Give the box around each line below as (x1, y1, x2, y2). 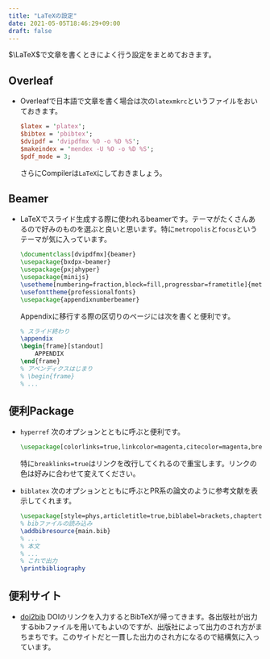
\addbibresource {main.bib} (19, 527, 111, 535)
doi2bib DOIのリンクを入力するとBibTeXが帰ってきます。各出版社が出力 (19, 612, 258, 621)
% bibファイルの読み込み (19, 519, 93, 528)
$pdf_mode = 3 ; (19, 152, 72, 161)
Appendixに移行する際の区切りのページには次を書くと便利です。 (19, 311, 235, 321)
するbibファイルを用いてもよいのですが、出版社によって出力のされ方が (19, 622, 255, 632)
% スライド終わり (19, 327, 70, 336)
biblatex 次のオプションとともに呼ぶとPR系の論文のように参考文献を (19, 486, 251, 496)
